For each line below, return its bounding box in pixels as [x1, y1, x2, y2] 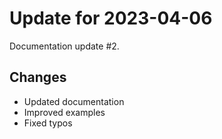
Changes [9, 69, 67, 86]
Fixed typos [23, 117, 73, 129]
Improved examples [23, 106, 106, 118]
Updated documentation [23, 95, 125, 107]
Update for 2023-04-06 [9, 7, 213, 30]
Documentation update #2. [9, 40, 120, 52]
